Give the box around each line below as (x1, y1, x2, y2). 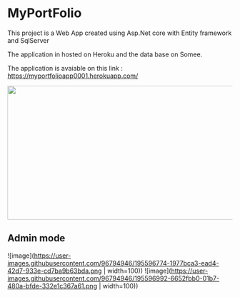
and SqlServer (7, 36, 50, 44)
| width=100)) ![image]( (103, 266, 171, 275)
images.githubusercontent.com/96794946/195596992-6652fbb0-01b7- (7, 273, 220, 283)
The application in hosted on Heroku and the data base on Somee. (7, 50, 203, 59)
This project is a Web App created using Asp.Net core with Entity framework (7, 29, 232, 37)
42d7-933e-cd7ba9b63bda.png (7, 266, 102, 275)
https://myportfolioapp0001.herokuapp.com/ (7, 71, 139, 80)
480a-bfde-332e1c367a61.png (7, 281, 98, 290)
